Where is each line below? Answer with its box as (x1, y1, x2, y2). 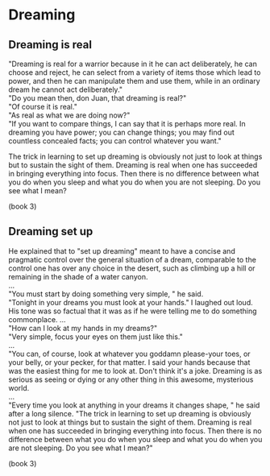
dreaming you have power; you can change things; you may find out (8, 127, 235, 137)
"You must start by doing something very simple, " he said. (8, 288, 204, 299)
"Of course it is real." (8, 102, 78, 111)
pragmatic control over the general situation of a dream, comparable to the (8, 255, 256, 264)
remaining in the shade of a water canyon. (8, 271, 148, 281)
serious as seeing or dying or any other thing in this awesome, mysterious (8, 375, 254, 384)
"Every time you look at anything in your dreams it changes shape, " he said (8, 400, 260, 410)
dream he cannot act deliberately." (8, 85, 123, 94)
